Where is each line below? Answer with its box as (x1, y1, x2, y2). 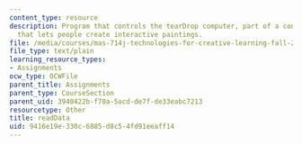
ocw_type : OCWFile (9, 72, 78, 81)
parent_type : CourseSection (9, 88, 115, 97)
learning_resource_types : (9, 55, 106, 64)
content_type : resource (9, 13, 99, 23)
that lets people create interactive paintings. (17, 30, 203, 39)
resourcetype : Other (9, 105, 87, 114)
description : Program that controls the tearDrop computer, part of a (9, 22, 280, 31)
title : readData (9, 113, 70, 122)
